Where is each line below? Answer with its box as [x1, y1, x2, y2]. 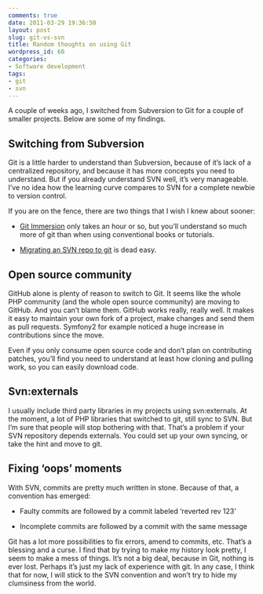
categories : [8, 56, 47, 64]
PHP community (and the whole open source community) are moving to [8, 297, 240, 306]
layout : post [8, 26, 51, 34]
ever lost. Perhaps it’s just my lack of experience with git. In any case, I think [8, 562, 255, 571]
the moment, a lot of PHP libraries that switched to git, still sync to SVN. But [8, 414, 253, 424]
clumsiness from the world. [8, 578, 97, 588]
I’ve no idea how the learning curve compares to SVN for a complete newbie [8, 183, 255, 192]
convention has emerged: [8, 491, 91, 501]
